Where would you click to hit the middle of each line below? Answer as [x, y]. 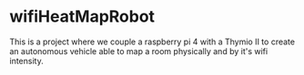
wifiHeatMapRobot [82, 17]
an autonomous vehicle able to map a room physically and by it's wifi [139, 51]
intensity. [26, 61]
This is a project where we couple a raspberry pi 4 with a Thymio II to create [152, 42]
